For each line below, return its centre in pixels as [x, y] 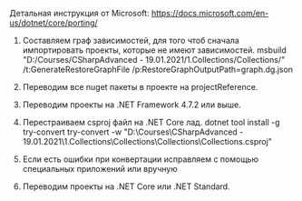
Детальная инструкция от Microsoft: [79, 13]
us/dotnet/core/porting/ [54, 23]
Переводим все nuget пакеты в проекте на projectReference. [140, 87]
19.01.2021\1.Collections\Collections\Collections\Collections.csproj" [147, 141]
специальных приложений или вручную [100, 169]
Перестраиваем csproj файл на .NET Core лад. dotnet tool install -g [151, 122]
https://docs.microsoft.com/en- [210, 13]
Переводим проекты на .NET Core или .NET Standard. [126, 186]
